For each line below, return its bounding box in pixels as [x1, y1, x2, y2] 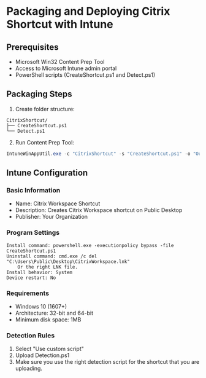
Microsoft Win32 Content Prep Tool [15, 58, 105, 65]
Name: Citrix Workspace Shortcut [15, 200, 101, 207]
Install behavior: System [6, 269, 72, 275]
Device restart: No [6, 275, 56, 281]
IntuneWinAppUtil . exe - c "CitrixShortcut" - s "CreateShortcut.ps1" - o [6, 151, 191, 157]
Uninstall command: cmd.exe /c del [6, 253, 97, 259]
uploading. [15, 364, 43, 372]
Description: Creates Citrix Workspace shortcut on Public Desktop [15, 207, 183, 214]
